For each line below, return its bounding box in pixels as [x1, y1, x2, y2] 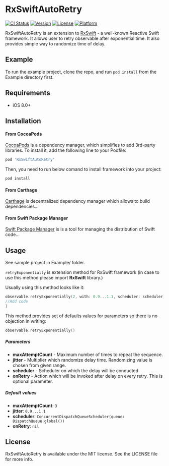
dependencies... [5, 203, 39, 210]
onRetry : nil [12, 423, 39, 429]
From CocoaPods [5, 131, 42, 137]
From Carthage [5, 187, 38, 193]
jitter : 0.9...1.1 [12, 407, 46, 414]
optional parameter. [12, 378, 53, 384]
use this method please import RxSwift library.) [5, 275, 103, 281]
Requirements [5, 89, 50, 97]
